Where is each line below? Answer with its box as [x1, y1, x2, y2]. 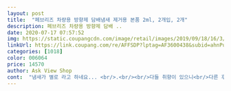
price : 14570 [7, 61, 45, 68]
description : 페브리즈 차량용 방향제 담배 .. [7, 23, 122, 29]
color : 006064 [7, 55, 48, 62]
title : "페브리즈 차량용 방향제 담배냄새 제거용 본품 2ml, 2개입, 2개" [7, 16, 188, 23]
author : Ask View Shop [7, 67, 72, 74]
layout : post [7, 10, 45, 17]
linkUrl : [7, 42, 32, 49]
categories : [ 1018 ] [7, 49, 63, 55]
